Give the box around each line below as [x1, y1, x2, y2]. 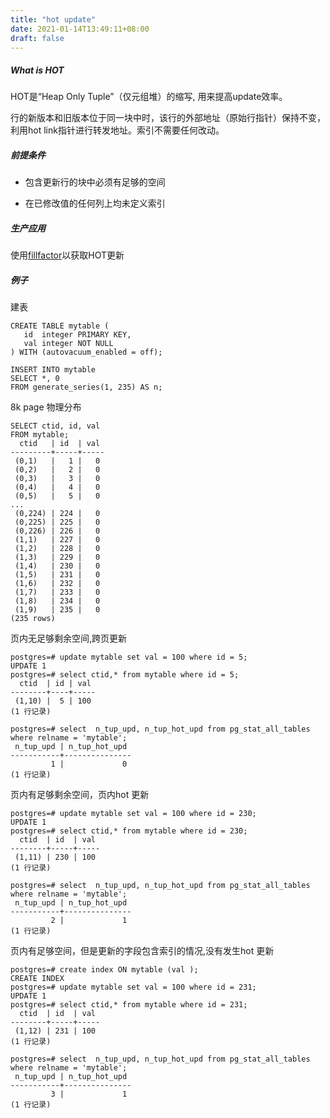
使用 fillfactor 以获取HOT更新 [10, 249, 125, 261]
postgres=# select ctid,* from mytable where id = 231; [10, 1000, 248, 1010]
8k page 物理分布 [10, 401, 82, 413]
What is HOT [10, 64, 65, 76]
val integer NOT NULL [23, 339, 114, 349]
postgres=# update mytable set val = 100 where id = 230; [10, 809, 257, 819]
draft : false [10, 33, 65, 43]
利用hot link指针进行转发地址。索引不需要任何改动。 [10, 124, 225, 136]
